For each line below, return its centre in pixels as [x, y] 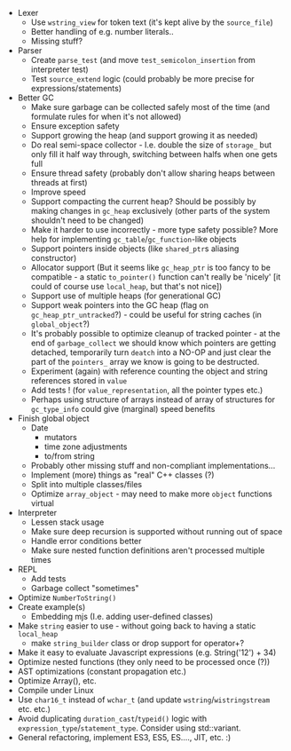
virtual [43, 503]
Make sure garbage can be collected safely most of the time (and [150, 107]
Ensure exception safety [75, 126]
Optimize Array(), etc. [57, 681]
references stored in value [79, 380]
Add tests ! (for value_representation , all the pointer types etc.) [147, 390]
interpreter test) [59, 69]
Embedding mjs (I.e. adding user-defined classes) [122, 617]
